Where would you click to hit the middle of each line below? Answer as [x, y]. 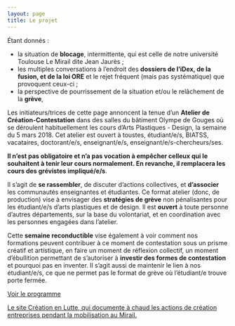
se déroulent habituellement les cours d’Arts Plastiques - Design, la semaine [117, 127]
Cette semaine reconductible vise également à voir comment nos [103, 235]
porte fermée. [27, 280]
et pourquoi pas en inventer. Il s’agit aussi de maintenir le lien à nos [104, 265]
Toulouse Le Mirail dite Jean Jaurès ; [70, 61]
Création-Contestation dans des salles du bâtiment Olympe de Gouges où [116, 119]
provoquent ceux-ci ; [48, 84]
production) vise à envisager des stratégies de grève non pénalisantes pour [117, 199]
